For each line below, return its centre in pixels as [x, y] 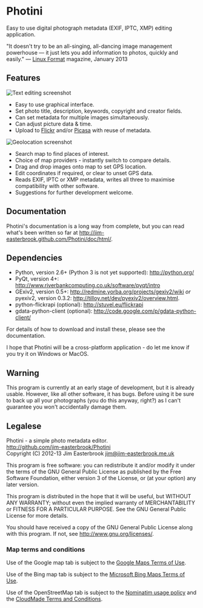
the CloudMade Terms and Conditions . [55, 599]
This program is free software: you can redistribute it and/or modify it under [101, 465]
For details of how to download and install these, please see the [86, 329]
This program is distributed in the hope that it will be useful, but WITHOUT [99, 496]
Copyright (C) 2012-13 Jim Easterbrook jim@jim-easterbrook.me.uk [90, 453]
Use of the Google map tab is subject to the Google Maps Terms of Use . [96, 563]
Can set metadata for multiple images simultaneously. [82, 117]
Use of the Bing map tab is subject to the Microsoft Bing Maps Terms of [96, 575]
